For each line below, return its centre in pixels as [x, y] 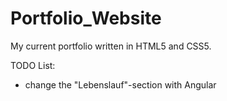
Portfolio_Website [86, 18]
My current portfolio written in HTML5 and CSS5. [111, 46]
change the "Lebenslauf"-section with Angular [120, 84]
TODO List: [33, 65]
